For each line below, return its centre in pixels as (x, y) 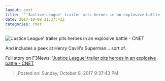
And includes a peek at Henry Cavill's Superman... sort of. (66, 48)
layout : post (19, 10)
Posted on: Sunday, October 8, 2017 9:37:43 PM (68, 73)
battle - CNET (20, 63)
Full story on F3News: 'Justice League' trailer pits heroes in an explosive (81, 58)
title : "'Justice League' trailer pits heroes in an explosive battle (82, 15)
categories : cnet (24, 24)
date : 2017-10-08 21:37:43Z (35, 19)
